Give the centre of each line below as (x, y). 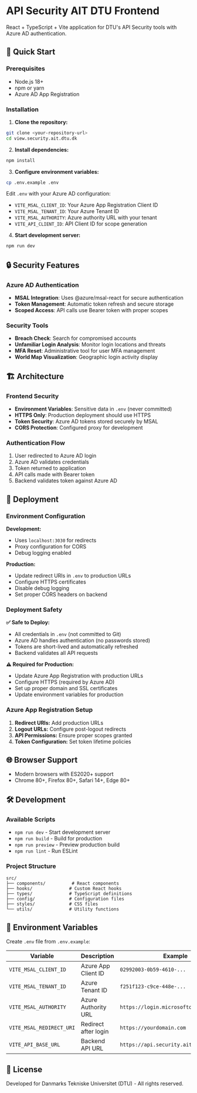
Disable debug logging (42, 588)
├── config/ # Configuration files (65, 899)
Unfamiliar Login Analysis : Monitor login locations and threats (90, 345)
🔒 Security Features (43, 265)
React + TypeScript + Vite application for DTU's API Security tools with (91, 27)
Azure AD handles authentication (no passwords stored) (82, 641)
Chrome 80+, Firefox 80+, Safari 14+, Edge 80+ (72, 780)
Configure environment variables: (57, 171)
